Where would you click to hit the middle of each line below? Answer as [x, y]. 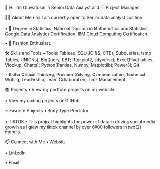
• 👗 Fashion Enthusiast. [28, 43]
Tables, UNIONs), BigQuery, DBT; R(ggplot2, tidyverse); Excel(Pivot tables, [80, 60]
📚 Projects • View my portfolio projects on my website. [60, 89]
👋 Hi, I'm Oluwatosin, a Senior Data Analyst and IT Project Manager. [72, 8]
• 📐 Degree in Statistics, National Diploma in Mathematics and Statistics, [77, 28]
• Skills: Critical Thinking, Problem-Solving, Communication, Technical [75, 75]
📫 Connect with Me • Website [36, 142]
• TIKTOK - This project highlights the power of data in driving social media [80, 122]
